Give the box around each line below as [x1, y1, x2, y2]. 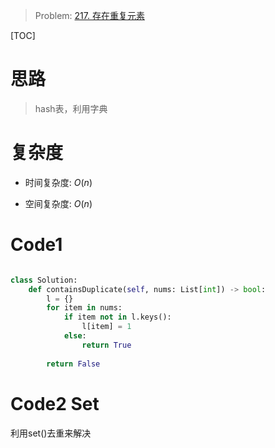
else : [63, 331, 87, 341]
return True [81, 340, 132, 350]
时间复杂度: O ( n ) [24, 176, 93, 188]
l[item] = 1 [81, 322, 132, 332]
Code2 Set [10, 392, 100, 415]
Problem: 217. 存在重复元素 [34, 10, 145, 21]
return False [46, 359, 101, 369]
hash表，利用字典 [34, 102, 108, 114]
